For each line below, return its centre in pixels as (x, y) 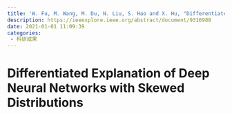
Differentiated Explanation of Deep (108, 74)
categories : (24, 33)
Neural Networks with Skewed (96, 88)
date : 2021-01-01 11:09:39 (46, 26)
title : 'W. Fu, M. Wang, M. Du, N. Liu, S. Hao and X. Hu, (94, 13)
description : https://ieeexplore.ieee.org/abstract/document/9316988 (109, 20)
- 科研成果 (24, 39)
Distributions (46, 103)
